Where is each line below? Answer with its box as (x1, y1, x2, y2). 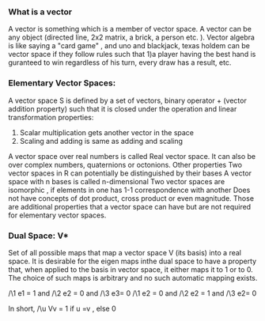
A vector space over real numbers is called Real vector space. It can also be (8, 151, 256, 160)
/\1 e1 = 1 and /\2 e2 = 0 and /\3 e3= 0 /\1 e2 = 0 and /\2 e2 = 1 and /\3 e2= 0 (8, 288, 257, 298)
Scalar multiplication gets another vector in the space (19, 127, 195, 137)
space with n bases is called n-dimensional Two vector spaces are (8, 176, 225, 186)
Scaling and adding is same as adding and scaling (19, 136, 184, 145)
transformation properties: (8, 112, 94, 122)
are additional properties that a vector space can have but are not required (8, 202, 252, 211)
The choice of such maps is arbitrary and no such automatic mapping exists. (8, 273, 258, 282)
